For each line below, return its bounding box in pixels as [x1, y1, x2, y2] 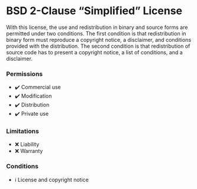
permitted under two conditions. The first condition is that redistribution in [6, 30, 186, 37]
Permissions [6, 70, 43, 78]
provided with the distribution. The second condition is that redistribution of [6, 43, 190, 50]
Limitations [6, 127, 40, 135]
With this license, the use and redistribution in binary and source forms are [6, 24, 188, 31]
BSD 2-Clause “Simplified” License [6, 4, 183, 18]
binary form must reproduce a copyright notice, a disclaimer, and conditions [6, 36, 192, 43]
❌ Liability [14, 141, 40, 148]
